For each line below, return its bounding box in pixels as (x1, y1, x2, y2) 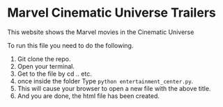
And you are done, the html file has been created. (17, 92, 160, 100)
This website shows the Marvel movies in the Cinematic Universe (7, 28, 194, 36)
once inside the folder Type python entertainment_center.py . (17, 76, 194, 85)
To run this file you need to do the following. (7, 41, 134, 49)
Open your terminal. (17, 62, 75, 70)
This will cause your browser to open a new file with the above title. (17, 84, 211, 92)
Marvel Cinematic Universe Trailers (7, 5, 216, 21)
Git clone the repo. (17, 54, 71, 63)
